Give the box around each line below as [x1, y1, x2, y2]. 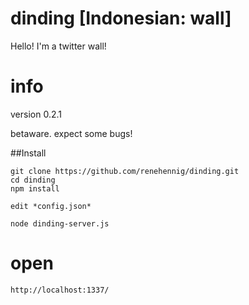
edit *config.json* [10, 201, 92, 211]
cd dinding [10, 175, 56, 185]
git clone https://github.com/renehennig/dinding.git [10, 166, 240, 176]
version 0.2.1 [10, 108, 62, 120]
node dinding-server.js [10, 218, 110, 229]
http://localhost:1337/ [10, 285, 110, 295]
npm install [10, 183, 60, 194]
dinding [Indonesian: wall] [10, 7, 232, 30]
